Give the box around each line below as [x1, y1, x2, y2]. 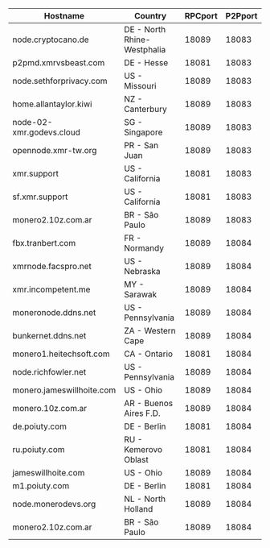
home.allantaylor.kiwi [12, 98, 92, 110]
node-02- [12, 117, 53, 127]
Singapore [124, 127, 163, 138]
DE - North [124, 24, 166, 35]
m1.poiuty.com [12, 480, 70, 491]
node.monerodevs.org [12, 499, 96, 509]
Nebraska [124, 266, 161, 276]
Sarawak [124, 289, 157, 300]
